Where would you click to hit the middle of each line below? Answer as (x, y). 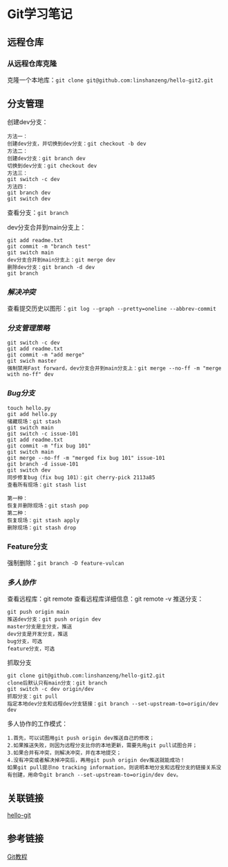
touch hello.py (29, 408)
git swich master (32, 361)
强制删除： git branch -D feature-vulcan (66, 563)
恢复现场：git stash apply (43, 520)
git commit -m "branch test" (49, 246)
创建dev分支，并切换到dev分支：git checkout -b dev (77, 144)
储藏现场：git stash (34, 421)
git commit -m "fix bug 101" (49, 446)
